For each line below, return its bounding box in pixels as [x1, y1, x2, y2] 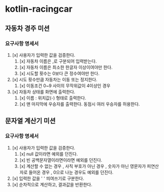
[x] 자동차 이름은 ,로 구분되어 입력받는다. [19, 58, 97, 64]
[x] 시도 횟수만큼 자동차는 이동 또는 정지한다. [12, 76, 98, 82]
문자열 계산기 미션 [5, 117, 56, 125]
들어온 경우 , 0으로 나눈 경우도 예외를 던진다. [28, 169, 114, 175]
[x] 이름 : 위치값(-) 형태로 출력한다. [19, 95, 87, 101]
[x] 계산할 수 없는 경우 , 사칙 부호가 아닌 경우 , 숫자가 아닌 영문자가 [19, 163, 146, 169]
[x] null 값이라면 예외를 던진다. [19, 151, 78, 157]
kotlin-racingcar [5, 3, 72, 15]
